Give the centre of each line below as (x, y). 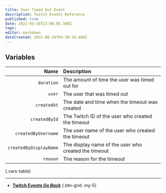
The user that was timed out (96, 94)
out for (71, 86)
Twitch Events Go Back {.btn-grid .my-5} (54, 185)
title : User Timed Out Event (35, 10)
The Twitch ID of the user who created (107, 116)
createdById (44, 119)
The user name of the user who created (109, 130)
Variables (20, 57)
